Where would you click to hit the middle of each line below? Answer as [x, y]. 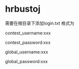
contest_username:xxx [28, 33]
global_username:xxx [26, 52]
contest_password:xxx [28, 42]
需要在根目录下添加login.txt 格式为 [40, 23]
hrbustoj [23, 9]
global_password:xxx [26, 61]
